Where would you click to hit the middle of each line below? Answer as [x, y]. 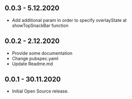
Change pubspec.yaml [35, 58]
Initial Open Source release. [40, 91]
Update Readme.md [32, 64]
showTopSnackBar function [40, 25]
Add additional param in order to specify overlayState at [69, 20]
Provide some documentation [42, 53]
